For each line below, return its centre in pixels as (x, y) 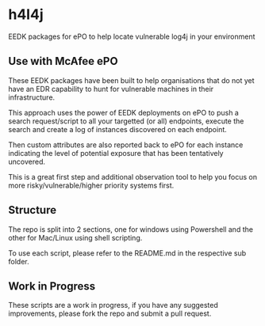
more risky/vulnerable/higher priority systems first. (91, 185)
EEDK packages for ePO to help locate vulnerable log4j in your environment (132, 36)
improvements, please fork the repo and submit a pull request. (110, 313)
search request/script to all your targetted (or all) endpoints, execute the (126, 121)
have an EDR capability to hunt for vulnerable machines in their (111, 89)
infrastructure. (32, 97)
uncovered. (27, 161)
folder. (19, 261)
